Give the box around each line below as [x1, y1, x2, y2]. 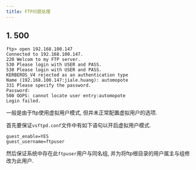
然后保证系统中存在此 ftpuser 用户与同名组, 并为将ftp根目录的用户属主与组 [6, 150, 185, 157]
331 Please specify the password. [6, 82, 92, 89]
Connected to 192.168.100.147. [6, 52, 83, 57]
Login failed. [6, 98, 41, 104]
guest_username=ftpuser [6, 139, 65, 145]
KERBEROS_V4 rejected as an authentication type [6, 72, 128, 78]
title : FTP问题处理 [6, 8, 51, 15]
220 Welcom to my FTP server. [6, 57, 81, 63]
